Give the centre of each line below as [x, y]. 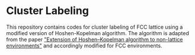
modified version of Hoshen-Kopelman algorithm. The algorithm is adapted [98, 33]
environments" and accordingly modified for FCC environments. [84, 46]
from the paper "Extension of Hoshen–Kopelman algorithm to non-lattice [95, 39]
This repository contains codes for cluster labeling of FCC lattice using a [95, 27]
